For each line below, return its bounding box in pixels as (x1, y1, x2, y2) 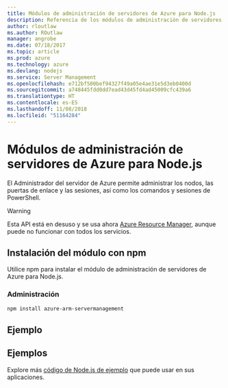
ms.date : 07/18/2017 (7, 42, 66, 49)
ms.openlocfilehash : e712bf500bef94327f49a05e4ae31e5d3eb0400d (7, 80, 192, 87)
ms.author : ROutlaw (7, 29, 63, 36)
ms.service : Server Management (7, 73, 97, 81)
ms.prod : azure (7, 55, 51, 62)
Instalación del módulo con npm (7, 247, 147, 258)
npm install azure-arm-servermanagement (7, 305, 125, 312)
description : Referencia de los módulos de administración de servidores (7, 16, 223, 23)
